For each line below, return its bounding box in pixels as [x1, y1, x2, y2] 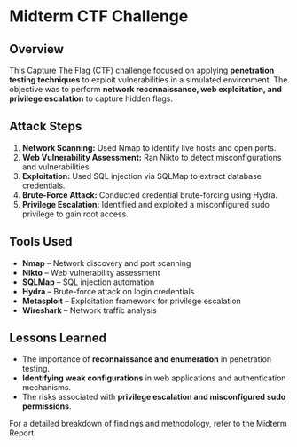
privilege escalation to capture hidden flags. [9, 93, 173, 104]
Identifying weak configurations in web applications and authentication [21, 372, 286, 383]
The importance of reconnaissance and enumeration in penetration [21, 354, 272, 365]
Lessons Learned [9, 331, 106, 346]
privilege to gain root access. [21, 208, 129, 219]
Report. [9, 427, 37, 438]
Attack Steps [9, 119, 82, 134]
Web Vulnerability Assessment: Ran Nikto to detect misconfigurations [21, 152, 282, 162]
